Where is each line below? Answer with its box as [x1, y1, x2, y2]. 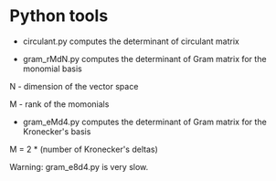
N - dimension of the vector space [9, 80, 139, 91]
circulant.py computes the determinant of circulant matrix [22, 36, 239, 47]
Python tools [9, 5, 109, 27]
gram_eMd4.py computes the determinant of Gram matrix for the [22, 116, 267, 127]
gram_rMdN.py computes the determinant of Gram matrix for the [22, 53, 267, 64]
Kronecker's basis [22, 125, 91, 137]
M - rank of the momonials [9, 98, 110, 110]
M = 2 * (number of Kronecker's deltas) [9, 144, 158, 154]
